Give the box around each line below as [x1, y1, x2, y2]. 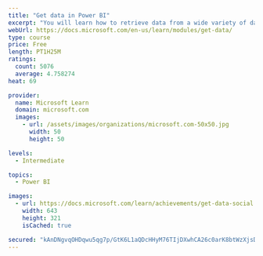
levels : [8, 149, 34, 157]
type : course [8, 33, 51, 42]
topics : [8, 170, 34, 179]
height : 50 [28, 135, 65, 143]
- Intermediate [15, 156, 65, 165]
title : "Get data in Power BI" [8, 11, 110, 20]
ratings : [8, 56, 37, 64]
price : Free [8, 41, 47, 49]
